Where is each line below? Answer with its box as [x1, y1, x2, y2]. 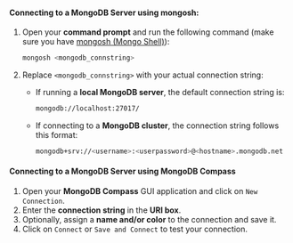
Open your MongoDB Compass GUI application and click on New [21, 186, 258, 197]
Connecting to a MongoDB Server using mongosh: [9, 7, 199, 18]
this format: [35, 129, 78, 140]
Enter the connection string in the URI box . [21, 205, 182, 215]
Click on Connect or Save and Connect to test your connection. [21, 223, 248, 235]
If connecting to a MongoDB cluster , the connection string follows [35, 120, 280, 131]
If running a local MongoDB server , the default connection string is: [35, 87, 285, 98]
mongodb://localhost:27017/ [35, 104, 140, 113]
